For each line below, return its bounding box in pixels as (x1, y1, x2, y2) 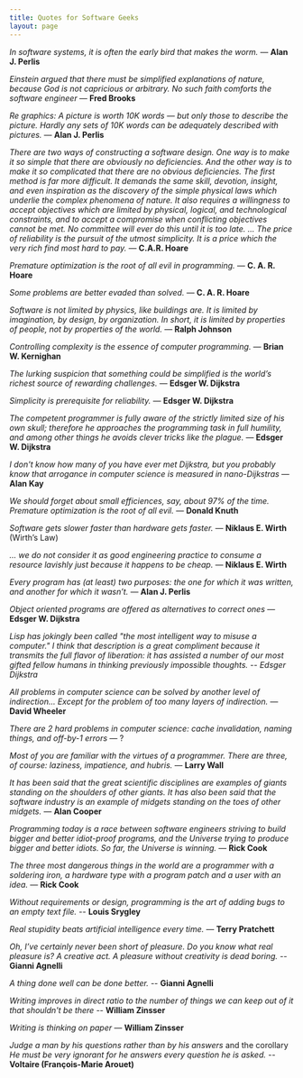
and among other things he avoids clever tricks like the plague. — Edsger (9, 432, 284, 443)
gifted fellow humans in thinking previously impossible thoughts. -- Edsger (9, 659, 287, 670)
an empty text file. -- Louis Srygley (9, 906, 142, 917)
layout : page (9, 22, 59, 31)
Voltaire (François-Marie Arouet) (9, 1058, 135, 1069)
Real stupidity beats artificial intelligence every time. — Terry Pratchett (9, 923, 275, 934)
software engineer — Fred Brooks (9, 92, 136, 104)
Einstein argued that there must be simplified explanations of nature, (9, 73, 265, 84)
